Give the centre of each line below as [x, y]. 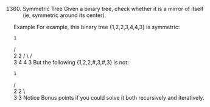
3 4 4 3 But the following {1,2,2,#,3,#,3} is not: [71, 62]
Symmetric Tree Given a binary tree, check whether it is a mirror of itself [113, 9]
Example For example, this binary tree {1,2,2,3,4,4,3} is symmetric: [97, 27]
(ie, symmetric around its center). [64, 15]
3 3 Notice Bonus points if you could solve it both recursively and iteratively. [109, 98]
